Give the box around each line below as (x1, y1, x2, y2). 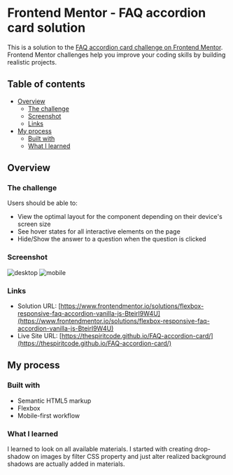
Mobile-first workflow (17, 411, 80, 420)
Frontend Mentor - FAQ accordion (7, 5, 206, 21)
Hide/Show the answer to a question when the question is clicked (17, 235, 206, 243)
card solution (7, 20, 86, 36)
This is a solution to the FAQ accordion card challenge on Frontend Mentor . (7, 43, 223, 51)
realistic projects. (7, 58, 57, 66)
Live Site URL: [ (17, 332, 62, 340)
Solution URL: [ (17, 302, 61, 310)
